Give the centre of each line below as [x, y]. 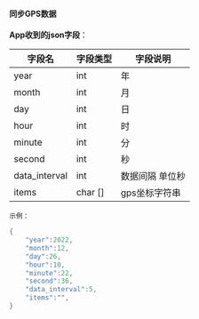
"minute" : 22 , [49, 273]
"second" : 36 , [49, 281]
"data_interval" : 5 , [61, 290]
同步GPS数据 [33, 13]
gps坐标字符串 [151, 193]
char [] [90, 193]
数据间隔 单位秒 [153, 176]
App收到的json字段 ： [49, 35]
